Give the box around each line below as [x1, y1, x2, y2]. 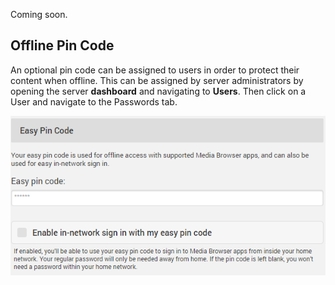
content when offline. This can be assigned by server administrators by [10, 74, 304, 86]
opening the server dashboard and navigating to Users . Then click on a [10, 85, 307, 97]
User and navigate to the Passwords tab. [10, 95, 178, 108]
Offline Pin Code [10, 37, 115, 54]
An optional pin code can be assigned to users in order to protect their [10, 64, 300, 76]
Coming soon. [10, 9, 68, 20]
